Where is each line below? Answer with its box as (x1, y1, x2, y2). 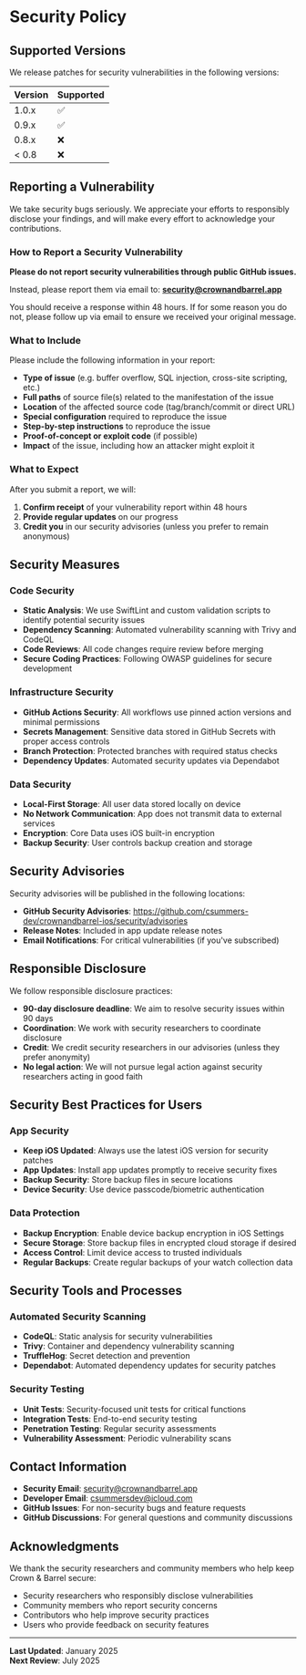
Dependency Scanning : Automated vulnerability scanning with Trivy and (22, 625, 297, 636)
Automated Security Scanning (9, 1310, 147, 1323)
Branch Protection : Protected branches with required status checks (22, 745, 278, 756)
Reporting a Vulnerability (9, 180, 155, 195)
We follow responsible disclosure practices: (9, 985, 173, 996)
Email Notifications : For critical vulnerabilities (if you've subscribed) (22, 935, 280, 946)
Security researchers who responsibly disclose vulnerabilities (22, 1590, 254, 1601)
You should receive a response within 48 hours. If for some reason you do (9, 302, 288, 313)
